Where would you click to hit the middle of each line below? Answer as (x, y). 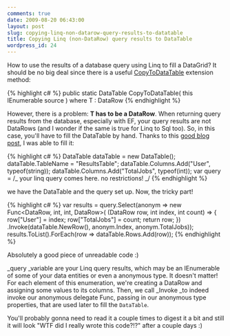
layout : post (26, 26)
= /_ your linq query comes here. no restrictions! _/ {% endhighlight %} (107, 178)
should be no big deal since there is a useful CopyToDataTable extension (110, 72)
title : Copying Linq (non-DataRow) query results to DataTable (100, 39)
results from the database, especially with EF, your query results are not (109, 121)
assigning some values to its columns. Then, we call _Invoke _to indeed (108, 290)
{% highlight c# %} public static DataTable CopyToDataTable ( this (100, 93)
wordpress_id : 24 (32, 45)
